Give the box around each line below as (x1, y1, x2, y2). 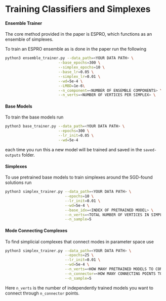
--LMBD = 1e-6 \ (58, 83, 85, 88)
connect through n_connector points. (5, 290, 80, 296)
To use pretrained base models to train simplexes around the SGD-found (5, 175, 153, 181)
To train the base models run (5, 114, 64, 120)
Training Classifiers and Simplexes (5, 3, 151, 15)
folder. (22, 152, 35, 158)
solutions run (5, 180, 32, 185)
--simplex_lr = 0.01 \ (58, 74, 100, 79)
